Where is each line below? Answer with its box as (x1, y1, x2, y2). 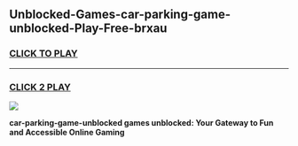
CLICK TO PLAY (9, 48, 78, 60)
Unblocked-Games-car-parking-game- (9, 7, 231, 22)
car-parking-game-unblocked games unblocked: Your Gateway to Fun (9, 117, 274, 127)
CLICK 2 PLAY (9, 81, 71, 93)
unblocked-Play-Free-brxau (9, 21, 168, 36)
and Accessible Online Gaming (9, 127, 125, 137)
